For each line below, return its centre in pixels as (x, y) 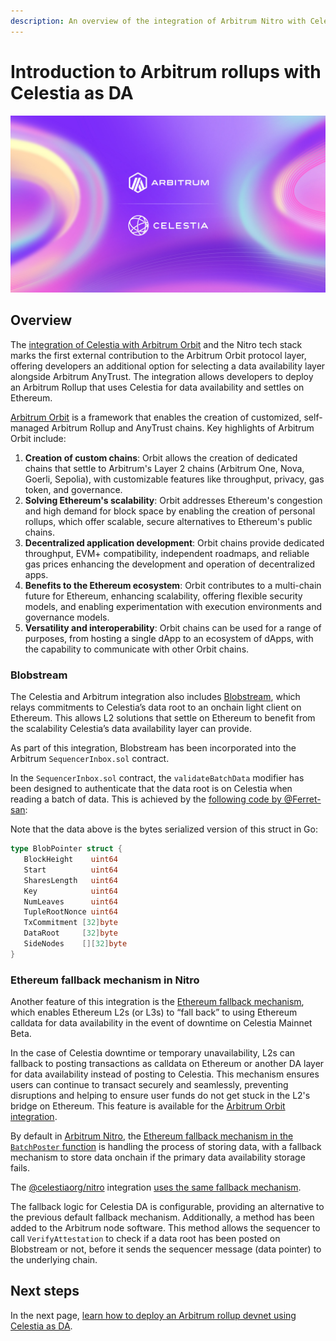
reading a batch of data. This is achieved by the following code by (146, 799)
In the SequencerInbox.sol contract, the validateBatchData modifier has (157, 778)
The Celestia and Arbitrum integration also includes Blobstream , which (155, 697)
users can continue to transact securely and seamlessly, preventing (149, 1085)
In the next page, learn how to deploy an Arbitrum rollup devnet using (153, 1315)
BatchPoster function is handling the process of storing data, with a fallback (166, 1147)
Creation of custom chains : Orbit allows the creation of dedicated (161, 457)
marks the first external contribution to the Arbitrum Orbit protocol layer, (158, 355)
